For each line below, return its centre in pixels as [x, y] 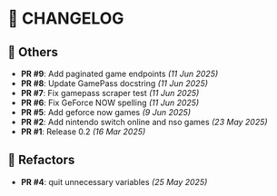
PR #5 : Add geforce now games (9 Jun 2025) [106, 112]
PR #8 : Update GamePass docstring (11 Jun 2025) [114, 83]
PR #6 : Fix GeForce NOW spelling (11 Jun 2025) [110, 103]
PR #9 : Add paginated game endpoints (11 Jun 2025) [119, 73]
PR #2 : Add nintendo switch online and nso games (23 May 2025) [144, 122]
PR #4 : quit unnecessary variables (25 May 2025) [114, 181]
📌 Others [33, 52]
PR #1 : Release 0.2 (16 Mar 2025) [83, 132]
